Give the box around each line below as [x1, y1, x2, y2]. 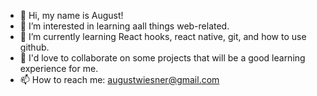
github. [19, 41, 50, 53]
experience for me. [19, 63, 99, 74]
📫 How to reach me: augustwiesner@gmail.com [19, 74, 220, 85]
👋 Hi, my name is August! [19, 10, 124, 21]
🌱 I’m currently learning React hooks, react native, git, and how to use [19, 31, 307, 42]
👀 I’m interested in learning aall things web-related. [19, 20, 230, 32]
